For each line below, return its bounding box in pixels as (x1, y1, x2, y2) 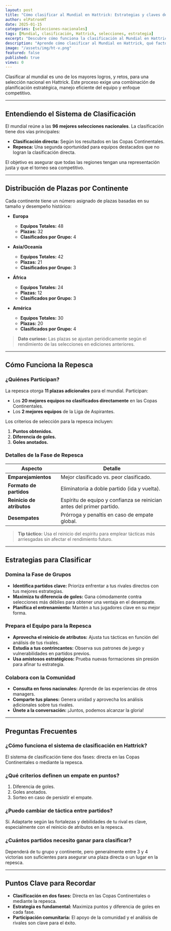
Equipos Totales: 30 (20, 315, 64, 321)
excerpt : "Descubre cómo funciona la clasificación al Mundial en (5, 36, 149, 41)
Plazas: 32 (20, 228, 43, 234)
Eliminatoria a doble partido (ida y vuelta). (60, 485, 160, 492)
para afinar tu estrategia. (12, 661, 65, 667)
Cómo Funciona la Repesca (5, 361, 93, 369)
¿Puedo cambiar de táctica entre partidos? (5, 807, 113, 815)
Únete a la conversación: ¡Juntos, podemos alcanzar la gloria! (12, 707, 144, 713)
